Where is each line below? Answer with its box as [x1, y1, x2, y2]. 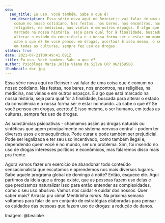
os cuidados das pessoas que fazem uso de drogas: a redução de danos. [5, 203, 154, 209]
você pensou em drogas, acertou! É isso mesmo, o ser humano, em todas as [5, 106, 160, 112]
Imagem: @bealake [5, 213, 44, 218]
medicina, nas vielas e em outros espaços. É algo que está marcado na [5, 90, 149, 96]
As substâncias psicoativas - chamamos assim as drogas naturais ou [5, 121, 145, 126]
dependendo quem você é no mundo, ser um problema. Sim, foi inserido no [5, 142, 158, 147]
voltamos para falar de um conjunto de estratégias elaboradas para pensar [5, 198, 156, 203]
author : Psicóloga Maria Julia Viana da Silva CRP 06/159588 [5, 62, 133, 67]
